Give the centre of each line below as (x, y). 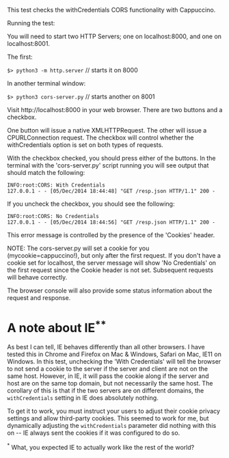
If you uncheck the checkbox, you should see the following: (91, 204)
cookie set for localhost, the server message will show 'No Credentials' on (112, 263)
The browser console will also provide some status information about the (110, 291)
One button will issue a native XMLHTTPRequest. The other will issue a (107, 130)
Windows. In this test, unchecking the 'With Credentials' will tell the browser (114, 362)
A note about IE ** (57, 327)
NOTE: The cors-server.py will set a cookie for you (78, 248)
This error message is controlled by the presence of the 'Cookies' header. (111, 235)
